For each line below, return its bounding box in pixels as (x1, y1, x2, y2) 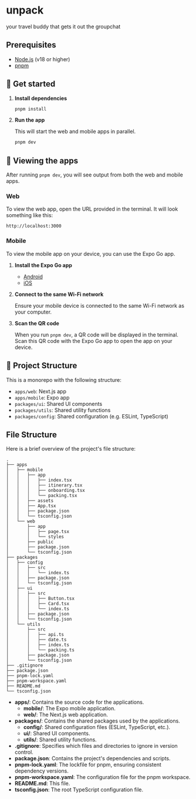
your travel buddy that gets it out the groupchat (6, 23, 121, 30)
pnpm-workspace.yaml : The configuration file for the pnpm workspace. (14, 774, 191, 781)
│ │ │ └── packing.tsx (6, 492, 77, 499)
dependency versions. (14, 767, 69, 774)
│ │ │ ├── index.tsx (6, 477, 72, 483)
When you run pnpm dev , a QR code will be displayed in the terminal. (14, 331, 179, 338)
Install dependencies (14, 95, 67, 102)
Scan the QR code (14, 319, 60, 327)
